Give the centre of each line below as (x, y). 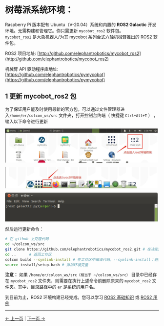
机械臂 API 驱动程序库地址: (32, 69)
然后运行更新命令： (24, 229)
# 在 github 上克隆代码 (27, 239)
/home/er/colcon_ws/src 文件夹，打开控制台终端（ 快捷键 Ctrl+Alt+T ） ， (84, 115)
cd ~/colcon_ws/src (25, 244)
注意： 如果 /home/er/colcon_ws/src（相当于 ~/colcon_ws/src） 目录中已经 (79, 275)
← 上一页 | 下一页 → (25, 319)
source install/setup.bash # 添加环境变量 (47, 265)
